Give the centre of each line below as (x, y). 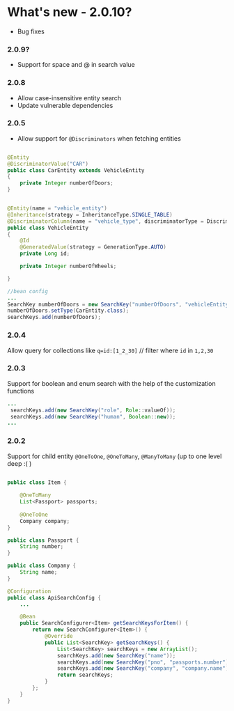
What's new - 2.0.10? (70, 12)
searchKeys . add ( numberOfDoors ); (54, 318)
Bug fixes (31, 31)
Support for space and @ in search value (76, 65)
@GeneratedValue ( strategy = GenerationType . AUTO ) (93, 247)
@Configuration (29, 591)
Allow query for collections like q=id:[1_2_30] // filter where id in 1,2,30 (110, 350)
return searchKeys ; (85, 675)
